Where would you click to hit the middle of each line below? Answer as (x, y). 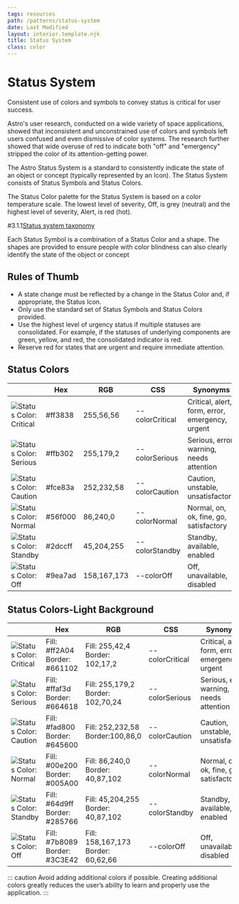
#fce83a (60, 487)
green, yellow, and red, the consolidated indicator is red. (100, 339)
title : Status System (39, 41)
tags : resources (31, 14)
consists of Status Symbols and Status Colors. (75, 183)
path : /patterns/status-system (54, 21)
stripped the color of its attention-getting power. (78, 153)
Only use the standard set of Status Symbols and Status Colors (110, 309)
